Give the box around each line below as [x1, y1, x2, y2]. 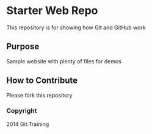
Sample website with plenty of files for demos [6, 57, 122, 65]
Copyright [6, 107, 37, 115]
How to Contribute [6, 76, 78, 86]
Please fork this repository [6, 91, 73, 99]
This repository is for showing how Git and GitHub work [6, 24, 146, 31]
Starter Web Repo [6, 4, 98, 18]
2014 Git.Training [6, 120, 49, 128]
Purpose [6, 41, 40, 52]
